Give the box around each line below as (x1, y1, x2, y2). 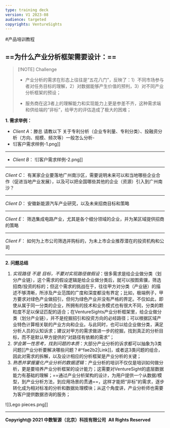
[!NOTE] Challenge (17, 67, 57, 73)
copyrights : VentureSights (5, 21, 62, 27)
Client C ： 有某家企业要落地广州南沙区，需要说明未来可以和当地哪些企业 (5, 172, 156, 178)
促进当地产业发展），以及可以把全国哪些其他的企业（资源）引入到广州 (14, 178, 158, 185)
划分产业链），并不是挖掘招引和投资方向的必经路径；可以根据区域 (21, 315, 157, 321)
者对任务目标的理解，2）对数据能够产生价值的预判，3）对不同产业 (25, 83, 164, 89)
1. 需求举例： (5, 117, 32, 124)
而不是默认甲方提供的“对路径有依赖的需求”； (21, 334, 115, 341)
